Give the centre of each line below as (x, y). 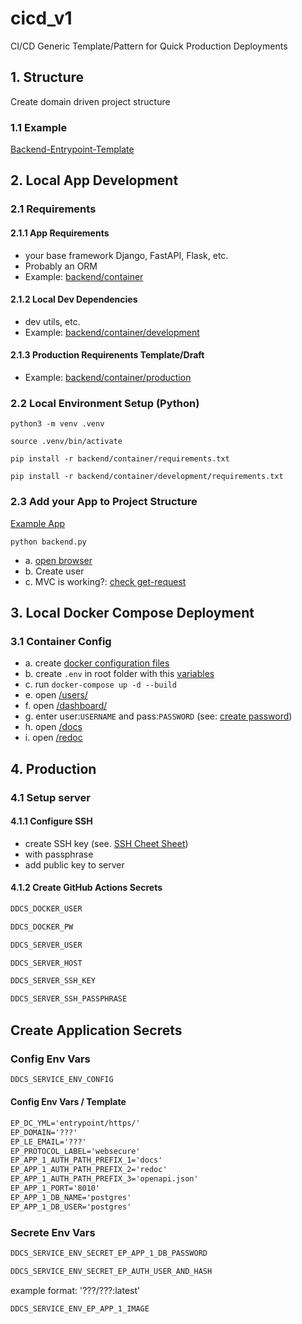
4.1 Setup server (50, 797)
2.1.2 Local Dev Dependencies (74, 299)
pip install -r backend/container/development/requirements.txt (147, 477)
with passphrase (59, 854)
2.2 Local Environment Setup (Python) (105, 403)
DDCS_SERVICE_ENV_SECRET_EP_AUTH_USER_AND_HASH (111, 1271)
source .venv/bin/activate (66, 442)
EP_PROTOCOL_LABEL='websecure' (75, 1151)
